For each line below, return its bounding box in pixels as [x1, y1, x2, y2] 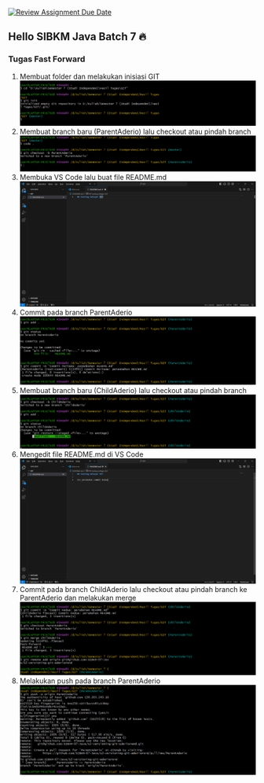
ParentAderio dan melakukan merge [19, 593, 137, 602]
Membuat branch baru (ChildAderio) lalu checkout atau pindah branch [19, 385, 247, 395]
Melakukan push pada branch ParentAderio [19, 676, 161, 686]
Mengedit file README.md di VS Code [19, 449, 144, 459]
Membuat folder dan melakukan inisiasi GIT [19, 72, 160, 81]
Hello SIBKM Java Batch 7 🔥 [8, 30, 147, 43]
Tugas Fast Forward [8, 53, 86, 64]
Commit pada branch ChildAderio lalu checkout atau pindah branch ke [19, 584, 247, 594]
